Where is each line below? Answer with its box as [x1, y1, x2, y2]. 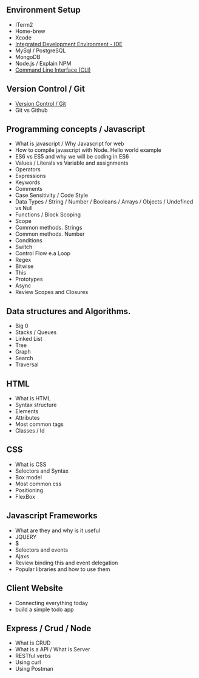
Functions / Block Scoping [15, 211, 81, 218]
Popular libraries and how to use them [15, 565, 110, 573]
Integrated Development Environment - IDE [15, 40, 123, 47]
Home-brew [15, 27, 46, 35]
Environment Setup [6, 5, 81, 15]
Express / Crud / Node [6, 623, 92, 634]
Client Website [6, 583, 64, 594]
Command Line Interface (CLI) [15, 66, 91, 74]
